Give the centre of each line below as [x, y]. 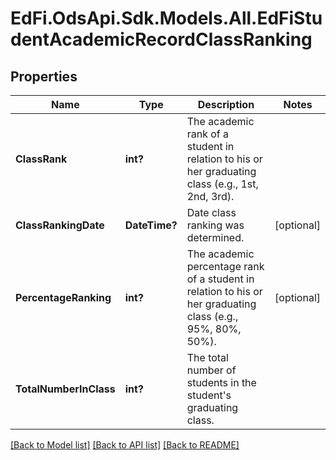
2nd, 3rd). [210, 196]
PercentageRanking [63, 297]
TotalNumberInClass [65, 389]
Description [226, 104]
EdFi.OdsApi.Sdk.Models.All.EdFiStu [166, 18]
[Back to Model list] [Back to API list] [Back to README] [125, 445]
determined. [215, 237]
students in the [221, 382]
